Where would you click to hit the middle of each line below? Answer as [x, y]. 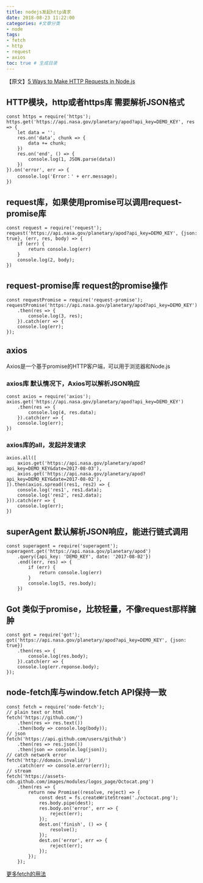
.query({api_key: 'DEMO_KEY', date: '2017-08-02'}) [84, 557]
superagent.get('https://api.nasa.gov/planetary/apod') [79, 552]
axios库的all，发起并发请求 [46, 445]
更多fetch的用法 [26, 874]
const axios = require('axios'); [49, 397]
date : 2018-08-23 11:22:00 [41, 18]
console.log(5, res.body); [62, 583]
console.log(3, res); [56, 316]
